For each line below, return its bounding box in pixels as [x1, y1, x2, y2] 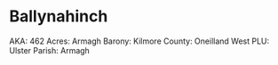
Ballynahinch [9, 6, 108, 27]
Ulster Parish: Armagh [9, 45, 91, 55]
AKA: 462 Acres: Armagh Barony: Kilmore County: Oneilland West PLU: [9, 36, 270, 46]
